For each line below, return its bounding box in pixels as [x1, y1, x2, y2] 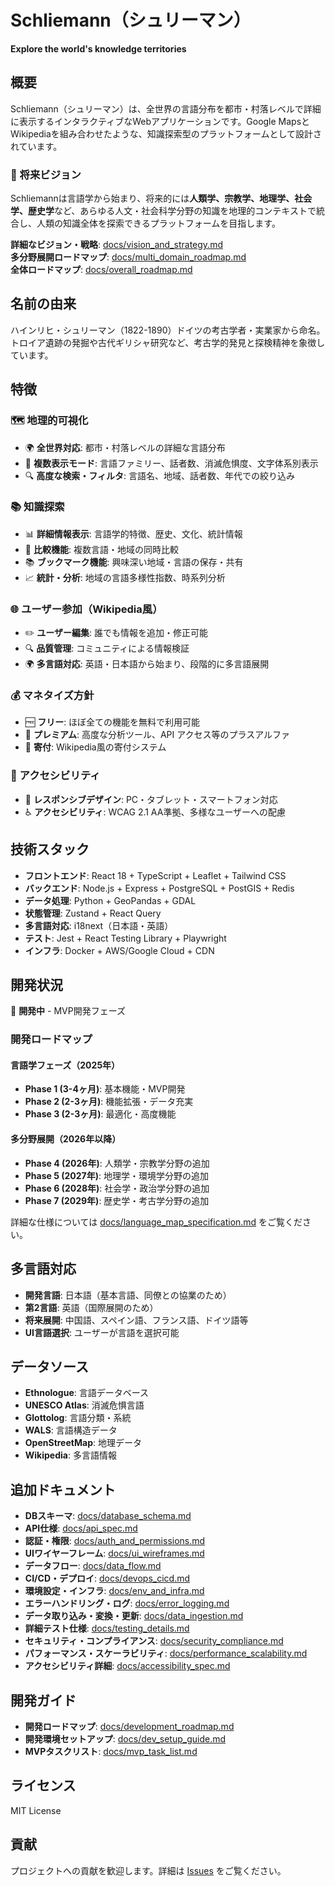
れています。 [10, 140, 63, 152]
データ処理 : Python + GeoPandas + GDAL [24, 894, 197, 906]
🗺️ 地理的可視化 [10, 414, 89, 428]
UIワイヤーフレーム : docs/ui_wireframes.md [24, 1547, 205, 1560]
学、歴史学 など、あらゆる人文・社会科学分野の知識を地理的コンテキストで [10, 205, 317, 217]
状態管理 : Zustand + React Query [24, 907, 162, 919]
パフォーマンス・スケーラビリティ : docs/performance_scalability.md [24, 1647, 308, 1660]
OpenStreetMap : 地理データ [24, 1437, 142, 1449]
